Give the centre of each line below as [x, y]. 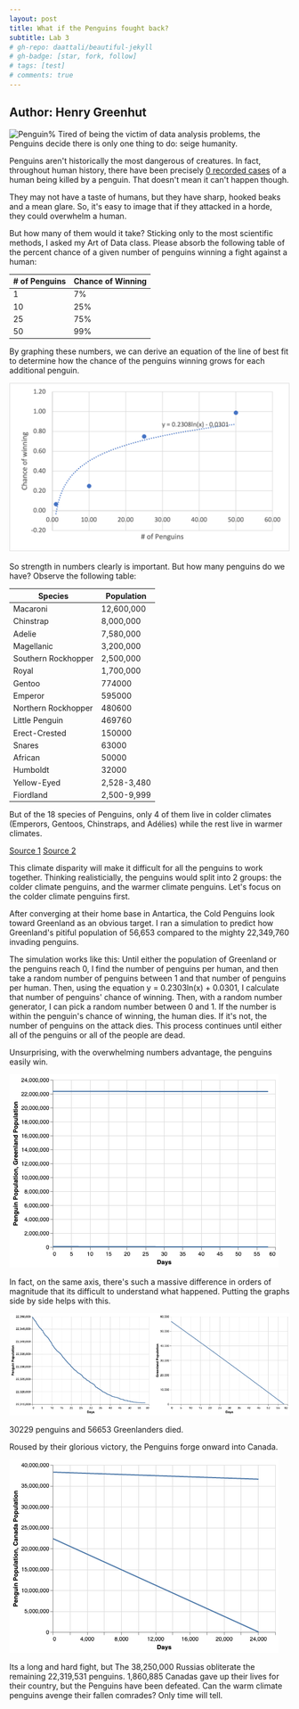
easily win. [29, 1062]
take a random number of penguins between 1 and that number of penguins [148, 978]
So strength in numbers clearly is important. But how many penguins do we [147, 567]
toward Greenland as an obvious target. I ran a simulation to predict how [141, 924]
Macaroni [30, 609]
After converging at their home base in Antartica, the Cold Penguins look [142, 914]
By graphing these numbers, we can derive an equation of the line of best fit [149, 351]
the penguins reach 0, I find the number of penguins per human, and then [144, 969]
